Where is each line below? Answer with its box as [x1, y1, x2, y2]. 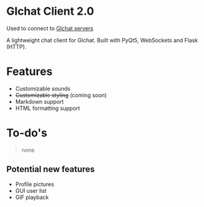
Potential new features [6, 164, 95, 174]
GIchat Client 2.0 [6, 4, 94, 18]
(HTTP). [6, 43, 26, 50]
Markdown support [15, 98, 64, 105]
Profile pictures [15, 180, 54, 188]
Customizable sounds [15, 85, 71, 92]
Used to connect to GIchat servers [6, 25, 93, 32]
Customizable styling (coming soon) [15, 91, 107, 99]
